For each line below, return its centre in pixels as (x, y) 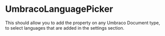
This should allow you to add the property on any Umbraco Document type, (83, 23)
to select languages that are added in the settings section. (65, 28)
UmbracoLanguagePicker (59, 9)
